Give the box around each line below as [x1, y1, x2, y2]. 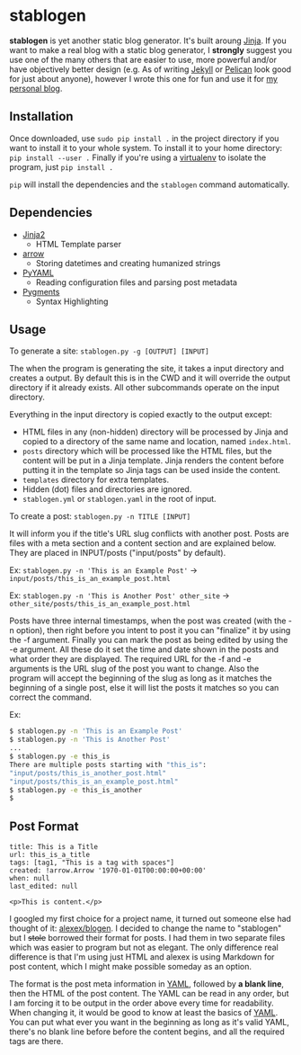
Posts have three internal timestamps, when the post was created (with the [9, 615, 287, 626]
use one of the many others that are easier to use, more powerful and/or [9, 54, 277, 65]
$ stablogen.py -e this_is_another [9, 785, 143, 794]
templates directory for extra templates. [22, 474, 169, 486]
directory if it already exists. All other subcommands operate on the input [9, 382, 280, 393]
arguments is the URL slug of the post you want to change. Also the [9, 663, 260, 675]
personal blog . [9, 83, 63, 94]
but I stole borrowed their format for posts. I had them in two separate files [9, 933, 286, 943]
